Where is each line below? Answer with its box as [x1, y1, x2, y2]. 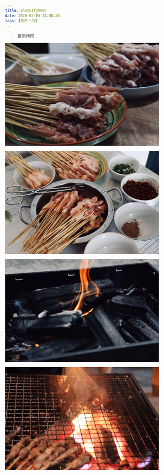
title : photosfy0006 [5, 8, 47, 13]
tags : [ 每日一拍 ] [5, 18, 38, 23]
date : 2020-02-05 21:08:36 [5, 13, 60, 18]
